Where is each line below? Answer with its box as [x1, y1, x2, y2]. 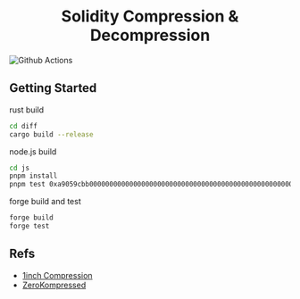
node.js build [9, 145, 57, 157]
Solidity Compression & [61, 6, 239, 27]
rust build [9, 104, 45, 115]
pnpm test [9, 180, 46, 189]
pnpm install [9, 171, 58, 180]
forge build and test [9, 196, 82, 207]
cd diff [9, 121, 38, 130]
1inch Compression [21, 270, 93, 280]
